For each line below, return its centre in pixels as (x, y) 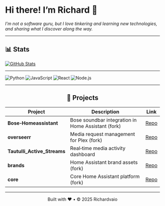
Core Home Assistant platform (105, 176)
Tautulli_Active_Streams (36, 151)
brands (16, 165)
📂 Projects (82, 98)
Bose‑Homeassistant (33, 123)
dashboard (82, 154)
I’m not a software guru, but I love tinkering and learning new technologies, (81, 24)
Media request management (102, 134)
